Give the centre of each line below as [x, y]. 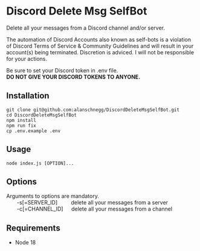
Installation [28, 96]
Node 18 [25, 243]
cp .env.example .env [34, 131]
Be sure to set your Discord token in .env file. [62, 70]
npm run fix [21, 125]
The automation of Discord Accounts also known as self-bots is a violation [99, 39]
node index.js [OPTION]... [40, 163]
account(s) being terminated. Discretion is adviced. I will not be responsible [100, 52]
